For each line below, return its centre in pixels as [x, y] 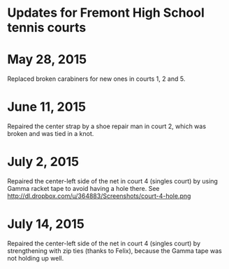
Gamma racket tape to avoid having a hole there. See [83, 189]
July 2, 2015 [43, 162]
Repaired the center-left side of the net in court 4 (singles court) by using [113, 181]
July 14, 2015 [46, 224]
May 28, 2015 [47, 60]
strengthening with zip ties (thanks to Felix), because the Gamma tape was [114, 251]
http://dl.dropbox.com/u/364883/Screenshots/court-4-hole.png [99, 196]
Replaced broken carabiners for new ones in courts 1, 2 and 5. [96, 79]
